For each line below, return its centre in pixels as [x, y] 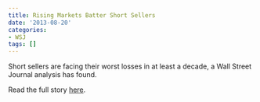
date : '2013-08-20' [40, 23]
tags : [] [22, 44]
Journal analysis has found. [52, 75]
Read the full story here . [47, 90]
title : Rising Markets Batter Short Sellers [82, 15]
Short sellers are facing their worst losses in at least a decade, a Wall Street [130, 66]
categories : [27, 30]
